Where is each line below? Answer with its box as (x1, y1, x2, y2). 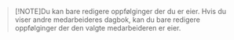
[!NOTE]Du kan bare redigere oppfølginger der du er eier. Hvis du (14, 7, 227, 16)
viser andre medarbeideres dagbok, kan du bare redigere (14, 15, 201, 24)
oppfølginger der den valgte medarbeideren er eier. (14, 24, 181, 32)
